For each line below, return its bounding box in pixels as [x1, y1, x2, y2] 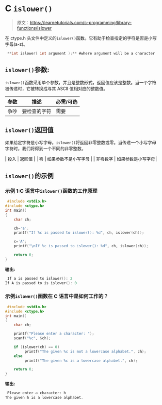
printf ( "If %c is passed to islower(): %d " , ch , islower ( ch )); [14, 230, 145, 235]
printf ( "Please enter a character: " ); [14, 331, 95, 336]
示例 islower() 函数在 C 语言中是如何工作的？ [5, 293, 109, 300]
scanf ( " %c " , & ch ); [14, 336, 51, 341]
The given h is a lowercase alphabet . [5, 395, 83, 400]
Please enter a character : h [7, 390, 66, 396]
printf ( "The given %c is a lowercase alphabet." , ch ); [24, 358, 138, 363]
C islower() [5, 3, 53, 14]
